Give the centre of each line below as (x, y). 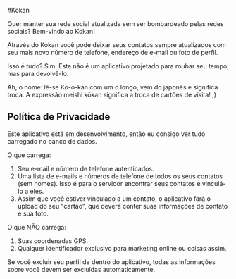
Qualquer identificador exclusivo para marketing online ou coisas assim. (122, 248)
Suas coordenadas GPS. (53, 241)
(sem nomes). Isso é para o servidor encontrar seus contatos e (109, 183)
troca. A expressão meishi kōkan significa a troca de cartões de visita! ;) (112, 95)
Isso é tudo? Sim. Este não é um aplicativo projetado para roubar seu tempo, (118, 66)
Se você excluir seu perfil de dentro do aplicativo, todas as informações (112, 262)
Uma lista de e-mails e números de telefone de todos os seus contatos (120, 176)
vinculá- (214, 183)
